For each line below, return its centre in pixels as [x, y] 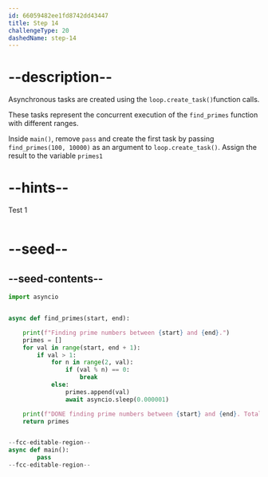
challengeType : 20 [39, 30]
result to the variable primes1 [56, 156]
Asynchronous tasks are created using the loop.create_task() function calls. [134, 100]
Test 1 [18, 210]
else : [60, 384]
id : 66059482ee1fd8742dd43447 [59, 16]
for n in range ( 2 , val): [92, 363]
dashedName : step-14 [43, 38]
